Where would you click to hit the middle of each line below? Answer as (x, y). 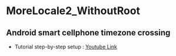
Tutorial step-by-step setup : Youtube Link (66, 47)
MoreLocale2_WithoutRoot (73, 11)
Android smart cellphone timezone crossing (88, 33)
